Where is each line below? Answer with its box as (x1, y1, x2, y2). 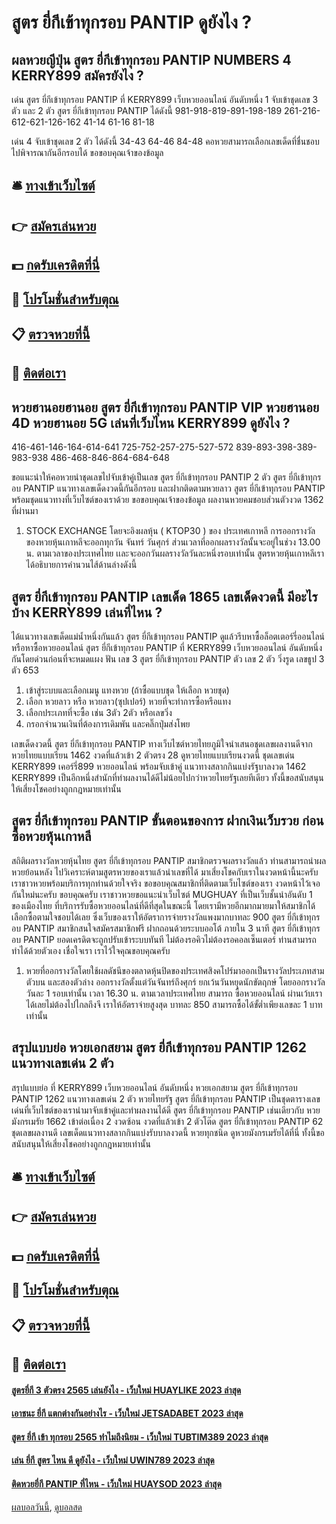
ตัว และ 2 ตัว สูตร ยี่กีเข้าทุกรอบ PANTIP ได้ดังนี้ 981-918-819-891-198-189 (11, 105, 283, 116)
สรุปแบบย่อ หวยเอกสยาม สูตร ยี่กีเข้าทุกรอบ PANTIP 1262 (11, 1039, 307, 1056)
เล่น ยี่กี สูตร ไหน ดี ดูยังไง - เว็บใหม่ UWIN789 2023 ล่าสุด (11, 1454, 215, 1466)
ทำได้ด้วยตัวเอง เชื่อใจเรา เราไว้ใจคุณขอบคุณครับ (11, 944, 171, 956)
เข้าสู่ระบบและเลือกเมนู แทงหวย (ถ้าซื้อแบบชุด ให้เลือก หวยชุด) (25, 684, 230, 696)
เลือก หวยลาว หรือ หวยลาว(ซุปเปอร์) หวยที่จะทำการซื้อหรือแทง (25, 695, 232, 707)
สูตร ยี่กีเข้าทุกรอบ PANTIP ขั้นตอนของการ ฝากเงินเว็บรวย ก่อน (11, 812, 324, 830)
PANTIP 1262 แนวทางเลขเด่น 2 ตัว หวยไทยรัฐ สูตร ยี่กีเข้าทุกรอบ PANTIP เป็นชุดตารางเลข (11, 1092, 321, 1105)
